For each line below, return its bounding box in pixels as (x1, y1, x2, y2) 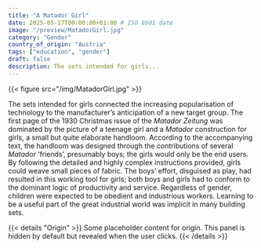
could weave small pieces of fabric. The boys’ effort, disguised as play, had (8, 166, 252, 175)
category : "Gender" (8, 33, 72, 42)
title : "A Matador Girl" (8, 11, 89, 20)
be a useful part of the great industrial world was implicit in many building (8, 199, 245, 209)
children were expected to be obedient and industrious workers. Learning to (8, 191, 254, 200)
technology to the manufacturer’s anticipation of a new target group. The (8, 108, 244, 117)
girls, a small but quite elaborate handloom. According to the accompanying (8, 133, 253, 142)
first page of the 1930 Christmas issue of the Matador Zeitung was (8, 115, 223, 126)
